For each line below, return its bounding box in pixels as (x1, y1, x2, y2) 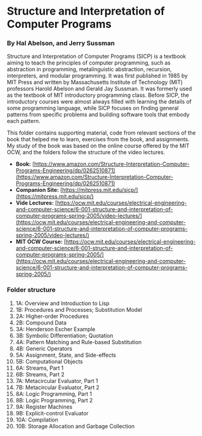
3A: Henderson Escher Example (15, 325, 96, 332)
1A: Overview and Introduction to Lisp (15, 300, 110, 307)
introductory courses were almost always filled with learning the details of (7, 98, 192, 105)
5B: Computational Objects (15, 357, 83, 365)
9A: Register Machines (15, 403, 73, 410)
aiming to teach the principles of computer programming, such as (7, 59, 171, 66)
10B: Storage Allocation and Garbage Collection (15, 422, 135, 430)
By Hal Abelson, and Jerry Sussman (7, 39, 115, 47)
